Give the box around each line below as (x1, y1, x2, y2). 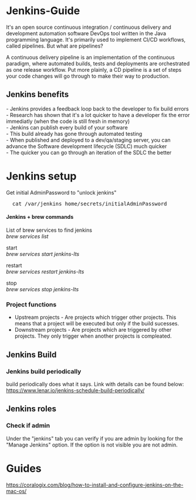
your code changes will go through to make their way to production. (6, 72, 170, 79)
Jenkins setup (6, 169, 77, 183)
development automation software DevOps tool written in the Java (6, 29, 166, 36)
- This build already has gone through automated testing (6, 130, 143, 137)
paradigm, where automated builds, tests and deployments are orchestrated (6, 60, 190, 67)
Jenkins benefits (6, 89, 69, 99)
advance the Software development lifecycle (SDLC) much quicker (6, 142, 167, 149)
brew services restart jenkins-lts (6, 268, 85, 275)
